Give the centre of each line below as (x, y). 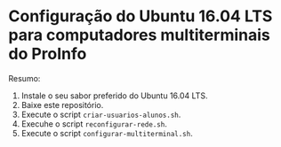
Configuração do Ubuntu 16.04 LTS (140, 16)
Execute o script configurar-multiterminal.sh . (107, 133)
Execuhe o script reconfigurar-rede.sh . (94, 124)
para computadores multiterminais (139, 35)
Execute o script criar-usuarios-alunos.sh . (101, 114)
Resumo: (24, 78)
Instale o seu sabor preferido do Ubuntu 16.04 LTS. (114, 96)
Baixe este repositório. (62, 104)
